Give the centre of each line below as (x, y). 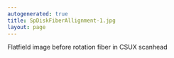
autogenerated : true (38, 14)
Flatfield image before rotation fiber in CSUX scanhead (88, 47)
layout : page (27, 27)
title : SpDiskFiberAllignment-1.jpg (61, 21)
